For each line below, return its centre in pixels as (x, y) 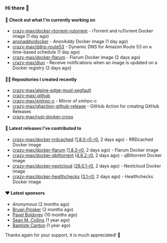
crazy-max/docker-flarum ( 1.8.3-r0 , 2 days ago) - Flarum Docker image (85, 150)
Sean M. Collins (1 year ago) (41, 220)
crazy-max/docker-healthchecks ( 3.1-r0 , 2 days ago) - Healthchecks (83, 176)
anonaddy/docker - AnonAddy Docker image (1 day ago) (70, 41)
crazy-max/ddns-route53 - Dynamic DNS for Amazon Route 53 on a (82, 47)
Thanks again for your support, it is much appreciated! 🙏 (63, 235)
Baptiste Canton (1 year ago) (42, 225)
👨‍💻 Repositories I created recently (41, 79)
